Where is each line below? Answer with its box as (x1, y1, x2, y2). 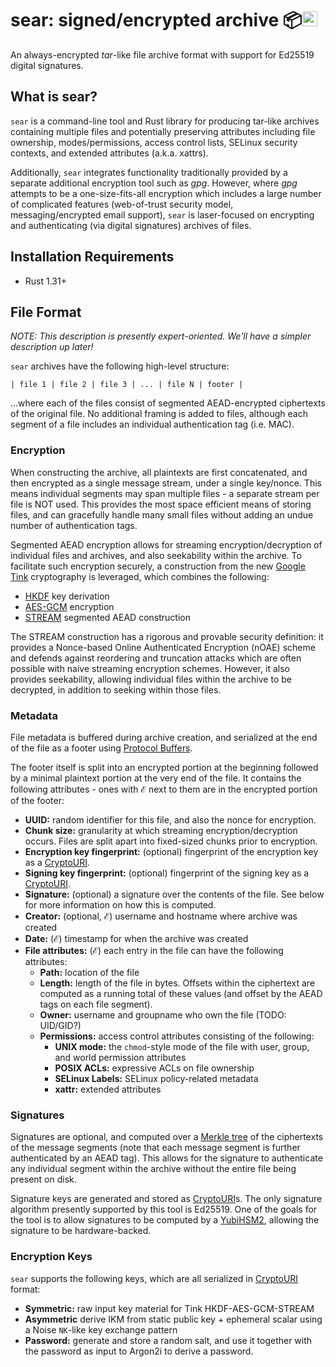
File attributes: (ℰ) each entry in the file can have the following (24, 944, 284, 956)
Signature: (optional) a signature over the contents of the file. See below (24, 888, 325, 900)
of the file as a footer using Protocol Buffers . (10, 742, 193, 754)
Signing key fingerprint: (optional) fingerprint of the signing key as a (24, 867, 310, 879)
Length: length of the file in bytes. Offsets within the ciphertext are (39, 977, 316, 989)
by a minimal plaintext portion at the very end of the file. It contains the (10, 772, 302, 784)
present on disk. (10, 1173, 77, 1186)
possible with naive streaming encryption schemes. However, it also (10, 662, 290, 674)
